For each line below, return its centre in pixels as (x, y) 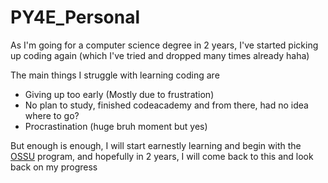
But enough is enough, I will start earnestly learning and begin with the (156, 145)
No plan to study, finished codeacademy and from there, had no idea (166, 105)
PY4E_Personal (75, 17)
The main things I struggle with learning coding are (115, 75)
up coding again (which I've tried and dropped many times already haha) (160, 55)
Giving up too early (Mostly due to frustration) (119, 94)
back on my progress (54, 167)
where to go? (52, 115)
